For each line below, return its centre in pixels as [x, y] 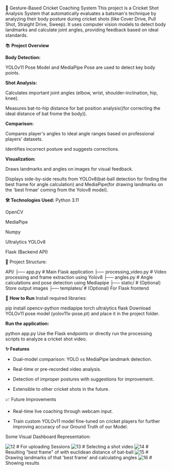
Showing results [22, 463]
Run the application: [27, 323]
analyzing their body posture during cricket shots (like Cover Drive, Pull [81, 19]
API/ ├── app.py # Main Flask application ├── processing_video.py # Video [86, 272]
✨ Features [17, 349]
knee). [12, 98]
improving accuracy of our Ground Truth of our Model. [70, 427]
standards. [17, 35]
